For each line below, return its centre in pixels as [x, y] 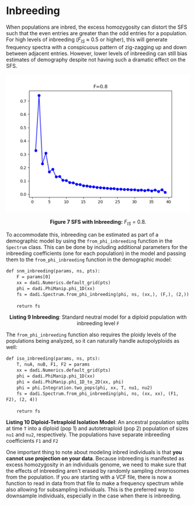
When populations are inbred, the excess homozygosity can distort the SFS [97, 27]
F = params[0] [34, 277]
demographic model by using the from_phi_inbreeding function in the [89, 241]
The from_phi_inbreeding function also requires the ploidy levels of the [91, 335]
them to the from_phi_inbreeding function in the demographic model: [89, 260]
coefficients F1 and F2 [32, 441]
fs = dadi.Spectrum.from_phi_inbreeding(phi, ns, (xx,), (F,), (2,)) [103, 294]
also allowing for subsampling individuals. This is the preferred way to [90, 489]
